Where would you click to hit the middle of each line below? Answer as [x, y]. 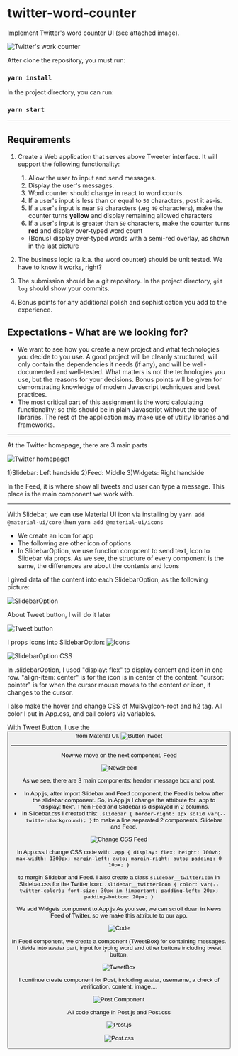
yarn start [26, 110]
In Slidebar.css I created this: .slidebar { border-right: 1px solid [114, 813]
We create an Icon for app [56, 536]
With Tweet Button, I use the [49, 728]
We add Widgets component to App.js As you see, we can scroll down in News [119, 909]
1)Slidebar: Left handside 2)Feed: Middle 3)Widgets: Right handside [106, 473]
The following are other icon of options [74, 543]
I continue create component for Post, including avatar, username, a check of [119, 980]
